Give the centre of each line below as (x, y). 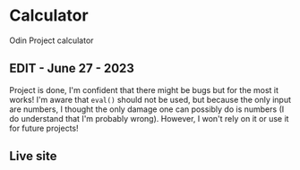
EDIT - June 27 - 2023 (72, 68)
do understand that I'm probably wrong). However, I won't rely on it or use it (149, 118)
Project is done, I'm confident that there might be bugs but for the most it (144, 89)
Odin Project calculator (51, 40)
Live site (33, 156)
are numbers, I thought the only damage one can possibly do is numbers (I (147, 109)
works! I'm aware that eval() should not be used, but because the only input (150, 99)
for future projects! (44, 128)
